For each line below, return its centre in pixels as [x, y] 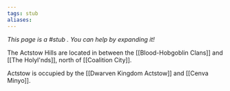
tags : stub [23, 13]
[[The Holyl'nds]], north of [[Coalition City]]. [70, 60]
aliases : [20, 20]
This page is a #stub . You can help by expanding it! [81, 39]
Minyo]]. [19, 80]
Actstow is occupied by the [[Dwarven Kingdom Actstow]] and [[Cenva [108, 73]
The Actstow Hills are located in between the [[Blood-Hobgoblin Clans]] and [115, 53]
